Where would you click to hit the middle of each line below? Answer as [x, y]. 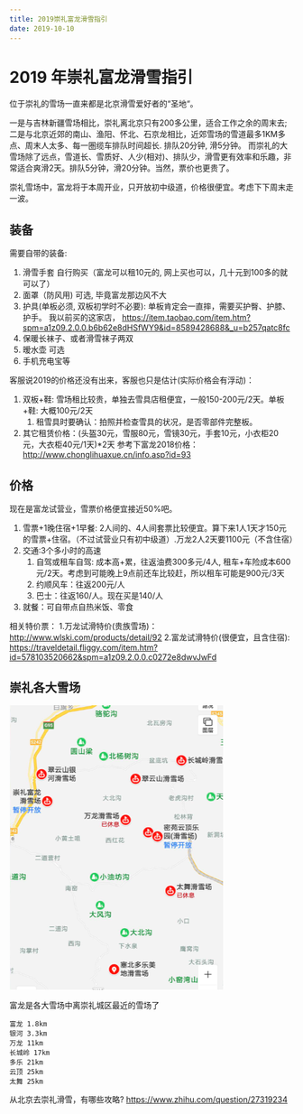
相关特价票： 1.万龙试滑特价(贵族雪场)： [83, 627]
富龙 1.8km [28, 1024]
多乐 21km [26, 1062]
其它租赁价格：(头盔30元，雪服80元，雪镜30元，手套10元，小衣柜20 [151, 433]
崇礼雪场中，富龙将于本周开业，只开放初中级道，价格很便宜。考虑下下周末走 [151, 187]
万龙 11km [26, 1043]
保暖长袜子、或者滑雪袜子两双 [78, 339]
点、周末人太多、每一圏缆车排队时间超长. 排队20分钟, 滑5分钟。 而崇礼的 [145, 145]
